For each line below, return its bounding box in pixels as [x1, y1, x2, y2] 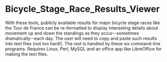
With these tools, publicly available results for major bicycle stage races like [5, 20, 160, 26]
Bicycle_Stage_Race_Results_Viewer [5, 3, 160, 15]
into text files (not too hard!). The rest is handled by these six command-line [5, 40, 161, 46]
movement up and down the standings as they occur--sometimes [5, 30, 139, 36]
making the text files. [5, 51, 48, 57]
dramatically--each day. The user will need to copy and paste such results [5, 35, 158, 41]
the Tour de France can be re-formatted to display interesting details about [5, 25, 159, 31]
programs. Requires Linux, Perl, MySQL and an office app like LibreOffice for [5, 46, 162, 52]
